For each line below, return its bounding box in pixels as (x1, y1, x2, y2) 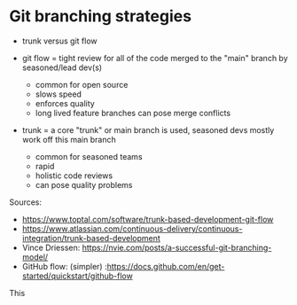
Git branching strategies (9, 6, 192, 27)
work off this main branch (21, 134, 117, 145)
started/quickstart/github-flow (21, 270, 133, 281)
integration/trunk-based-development (21, 232, 161, 243)
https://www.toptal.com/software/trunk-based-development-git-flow (21, 214, 274, 224)
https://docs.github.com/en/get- (106, 261, 225, 271)
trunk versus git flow (21, 35, 98, 46)
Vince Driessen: (21, 242, 81, 253)
